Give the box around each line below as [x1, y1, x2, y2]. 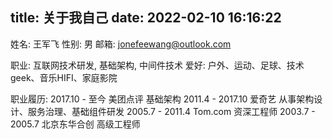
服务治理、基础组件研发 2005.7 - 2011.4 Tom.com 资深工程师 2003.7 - [27, 105, 316, 117]
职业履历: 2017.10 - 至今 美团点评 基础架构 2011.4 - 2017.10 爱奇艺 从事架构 [10, 93, 315, 105]
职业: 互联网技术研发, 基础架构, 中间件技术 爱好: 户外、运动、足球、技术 [10, 59, 305, 71]
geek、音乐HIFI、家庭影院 [10, 71, 118, 83]
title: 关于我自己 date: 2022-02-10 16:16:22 [10, 9, 282, 27]
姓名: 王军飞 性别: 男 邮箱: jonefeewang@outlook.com [10, 38, 232, 50]
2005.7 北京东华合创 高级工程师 [10, 118, 141, 130]
